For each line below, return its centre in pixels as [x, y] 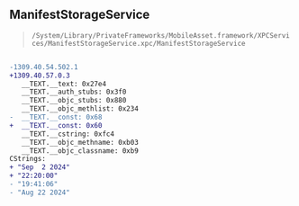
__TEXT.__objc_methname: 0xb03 [80, 142]
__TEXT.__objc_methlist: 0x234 [80, 109]
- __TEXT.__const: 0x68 [56, 117]
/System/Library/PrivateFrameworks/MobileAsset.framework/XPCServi [160, 35]
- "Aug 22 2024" [40, 193]
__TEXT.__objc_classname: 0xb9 [80, 151]
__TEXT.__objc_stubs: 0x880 [74, 101]
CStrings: [28, 159]
